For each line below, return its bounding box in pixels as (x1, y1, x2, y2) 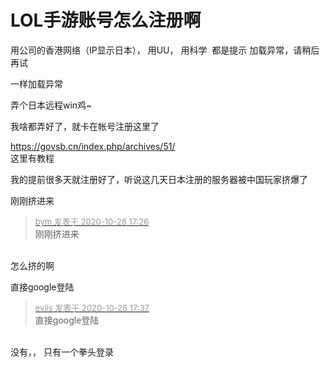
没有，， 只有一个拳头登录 (10, 346, 114, 358)
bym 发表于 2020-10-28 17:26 (34, 216, 150, 227)
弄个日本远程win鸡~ (10, 99, 93, 111)
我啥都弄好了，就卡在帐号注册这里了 (10, 120, 160, 132)
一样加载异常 (10, 77, 63, 90)
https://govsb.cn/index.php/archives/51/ (10, 140, 176, 152)
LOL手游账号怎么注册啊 (10, 9, 202, 32)
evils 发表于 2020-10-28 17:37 (34, 302, 150, 313)
